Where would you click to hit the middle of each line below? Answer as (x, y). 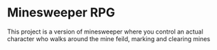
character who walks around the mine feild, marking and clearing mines (109, 38)
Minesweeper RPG (61, 13)
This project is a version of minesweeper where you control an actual (105, 32)
